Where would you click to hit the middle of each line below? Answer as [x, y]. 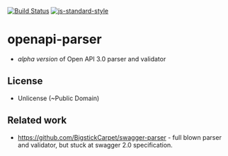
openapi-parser [55, 40]
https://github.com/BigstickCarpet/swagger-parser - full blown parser [119, 137]
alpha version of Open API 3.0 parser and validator [92, 59]
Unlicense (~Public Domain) [58, 98]
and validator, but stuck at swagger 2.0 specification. [95, 145]
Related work [37, 120]
